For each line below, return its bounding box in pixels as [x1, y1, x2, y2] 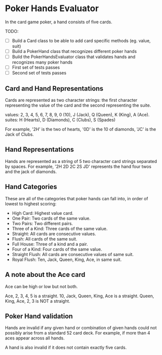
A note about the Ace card [5, 271, 86, 279]
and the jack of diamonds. [5, 168, 57, 175]
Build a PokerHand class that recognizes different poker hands [12, 48, 137, 54]
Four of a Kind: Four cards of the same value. [12, 246, 103, 252]
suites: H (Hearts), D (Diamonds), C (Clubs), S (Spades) [5, 117, 116, 123]
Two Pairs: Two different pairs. [12, 220, 74, 226]
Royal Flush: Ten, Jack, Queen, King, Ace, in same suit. [12, 257, 122, 262]
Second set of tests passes [12, 70, 67, 76]
